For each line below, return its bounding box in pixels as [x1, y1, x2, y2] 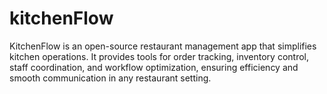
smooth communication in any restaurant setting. [9, 72, 212, 84]
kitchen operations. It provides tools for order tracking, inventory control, [9, 50, 309, 62]
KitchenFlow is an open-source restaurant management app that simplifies [9, 40, 317, 52]
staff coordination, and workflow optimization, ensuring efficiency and [9, 61, 299, 73]
